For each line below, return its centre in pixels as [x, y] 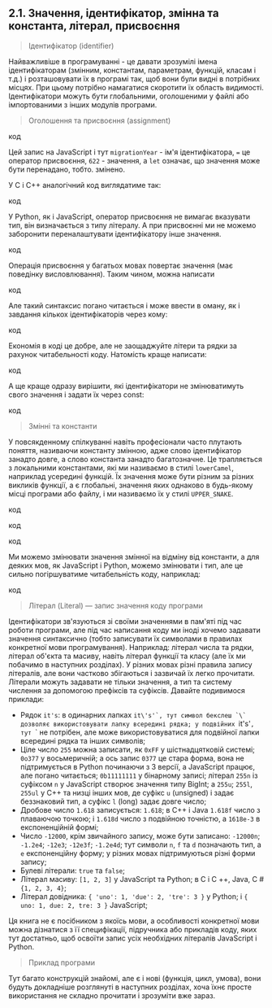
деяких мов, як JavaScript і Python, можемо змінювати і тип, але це [126, 565]
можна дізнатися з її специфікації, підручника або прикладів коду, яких [133, 929]
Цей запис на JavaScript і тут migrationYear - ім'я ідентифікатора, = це [130, 152]
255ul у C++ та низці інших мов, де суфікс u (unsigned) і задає [127, 792]
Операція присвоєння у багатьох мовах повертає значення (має [121, 265]
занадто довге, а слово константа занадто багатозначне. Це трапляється [135, 459]
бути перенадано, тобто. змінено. [67, 169]
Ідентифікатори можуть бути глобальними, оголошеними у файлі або [129, 96]
